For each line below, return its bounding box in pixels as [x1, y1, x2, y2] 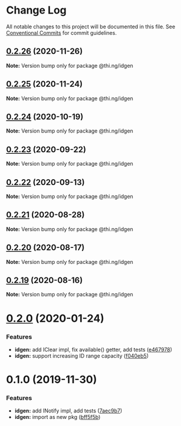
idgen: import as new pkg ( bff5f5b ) [14, 414, 101, 421]
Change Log [6, 4, 67, 17]
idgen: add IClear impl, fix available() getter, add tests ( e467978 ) [14, 346, 173, 353]
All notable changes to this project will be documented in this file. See [6, 23, 176, 30]
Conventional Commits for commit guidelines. [6, 29, 117, 36]
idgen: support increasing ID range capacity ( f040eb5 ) [14, 352, 149, 359]
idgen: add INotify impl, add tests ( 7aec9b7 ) [14, 407, 123, 414]
